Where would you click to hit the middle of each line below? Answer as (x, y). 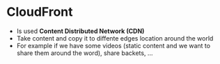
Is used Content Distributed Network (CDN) (80, 31)
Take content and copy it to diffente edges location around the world (115, 38)
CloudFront (40, 12)
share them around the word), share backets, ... (85, 53)
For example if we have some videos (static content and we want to (113, 45)
